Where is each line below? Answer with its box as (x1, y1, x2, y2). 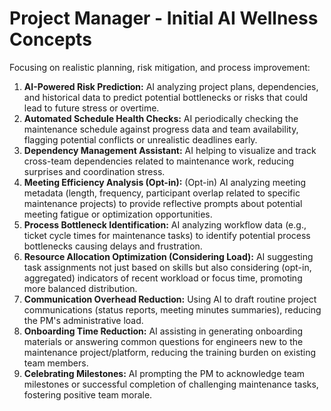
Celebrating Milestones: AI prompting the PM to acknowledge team (23, 367, 306, 379)
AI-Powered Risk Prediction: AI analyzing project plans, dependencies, (23, 80, 319, 92)
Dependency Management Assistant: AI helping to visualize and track (23, 144, 317, 156)
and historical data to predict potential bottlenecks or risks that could (23, 91, 309, 103)
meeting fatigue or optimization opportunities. (23, 208, 213, 220)
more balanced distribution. (23, 282, 138, 294)
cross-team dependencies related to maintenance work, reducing (23, 155, 295, 167)
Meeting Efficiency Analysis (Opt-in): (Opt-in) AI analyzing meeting (23, 176, 307, 188)
